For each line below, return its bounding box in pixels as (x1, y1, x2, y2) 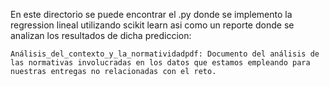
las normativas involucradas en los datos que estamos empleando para (10, 58, 311, 68)
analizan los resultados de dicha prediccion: (10, 30, 192, 41)
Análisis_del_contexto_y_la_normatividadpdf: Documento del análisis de (10, 49, 320, 59)
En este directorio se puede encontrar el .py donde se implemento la (10, 9, 293, 20)
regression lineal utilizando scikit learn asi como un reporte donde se (10, 19, 295, 31)
